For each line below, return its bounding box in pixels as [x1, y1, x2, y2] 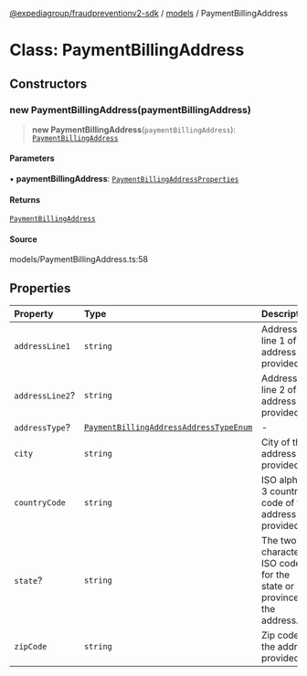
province [261, 591, 300, 604]
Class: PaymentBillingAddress [9, 40, 245, 60]
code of [261, 497, 295, 510]
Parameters [9, 153, 55, 164]
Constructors [9, 76, 88, 91]
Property [14, 308, 54, 321]
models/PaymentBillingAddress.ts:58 [9, 254, 149, 265]
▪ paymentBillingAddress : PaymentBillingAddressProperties [9, 174, 239, 185]
